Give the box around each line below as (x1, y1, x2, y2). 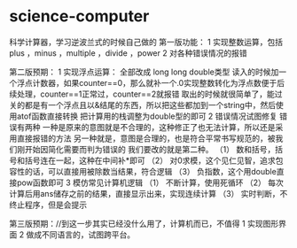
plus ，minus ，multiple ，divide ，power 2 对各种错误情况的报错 (9, 47, 247, 58)
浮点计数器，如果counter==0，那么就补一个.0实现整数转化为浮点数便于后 (16, 77, 285, 88)
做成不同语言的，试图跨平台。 (26, 229, 136, 240)
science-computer (9, 6, 150, 27)
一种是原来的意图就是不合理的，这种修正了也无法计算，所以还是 (42, 121, 276, 132)
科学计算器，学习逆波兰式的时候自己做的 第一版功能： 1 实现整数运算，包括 (9, 36, 284, 47)
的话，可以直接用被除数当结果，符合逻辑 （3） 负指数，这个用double (24, 166, 277, 176)
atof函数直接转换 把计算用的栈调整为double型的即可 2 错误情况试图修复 (16, 111, 277, 121)
